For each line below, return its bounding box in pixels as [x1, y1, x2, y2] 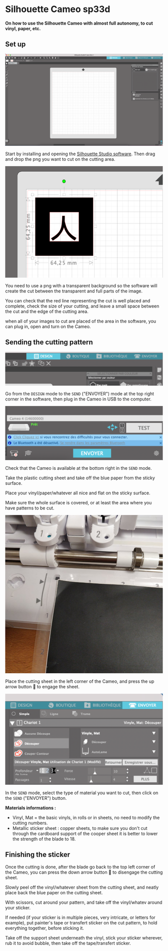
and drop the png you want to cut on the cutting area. [5, 156, 115, 162]
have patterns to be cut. [5, 505, 54, 511]
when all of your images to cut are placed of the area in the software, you [5, 318, 156, 324]
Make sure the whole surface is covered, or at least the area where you [5, 500, 152, 506]
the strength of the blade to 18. [12, 836, 76, 842]
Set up [5, 40, 26, 49]
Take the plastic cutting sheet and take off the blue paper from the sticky [5, 475, 155, 481]
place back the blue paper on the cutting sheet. [5, 889, 103, 895]
